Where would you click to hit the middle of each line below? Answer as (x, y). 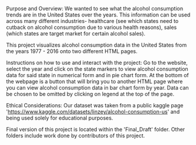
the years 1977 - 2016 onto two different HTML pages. (72, 51)
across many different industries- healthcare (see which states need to (92, 21)
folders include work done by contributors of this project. (76, 136)
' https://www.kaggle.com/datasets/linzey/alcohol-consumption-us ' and (93, 112)
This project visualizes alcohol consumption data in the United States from (97, 45)
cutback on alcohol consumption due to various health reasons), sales (92, 27)
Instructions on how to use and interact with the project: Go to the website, (97, 62)
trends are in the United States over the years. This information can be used (98, 15)
